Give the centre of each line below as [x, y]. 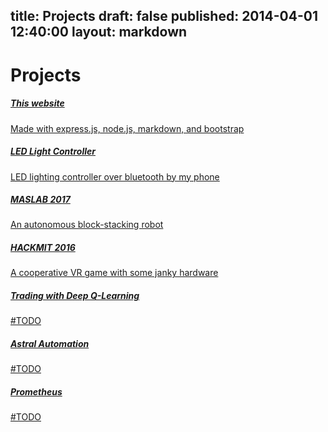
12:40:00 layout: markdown [99, 32]
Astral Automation [50, 344]
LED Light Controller [53, 151]
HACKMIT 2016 [43, 248]
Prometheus [36, 391]
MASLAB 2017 [40, 200]
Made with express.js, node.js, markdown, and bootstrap [127, 128]
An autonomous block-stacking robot [87, 225]
